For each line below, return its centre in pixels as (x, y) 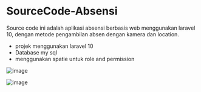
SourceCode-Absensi (62, 11)
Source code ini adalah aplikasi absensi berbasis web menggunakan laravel (101, 28)
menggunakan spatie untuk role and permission (75, 59)
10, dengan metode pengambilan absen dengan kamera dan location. (93, 34)
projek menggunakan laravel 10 (54, 46)
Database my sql (36, 52)
